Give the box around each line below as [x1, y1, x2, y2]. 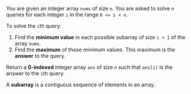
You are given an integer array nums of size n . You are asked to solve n [6, 5, 175, 12]
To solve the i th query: [6, 23, 62, 29]
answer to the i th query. [6, 70, 65, 76]
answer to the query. [14, 53, 66, 59]
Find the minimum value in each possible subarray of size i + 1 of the [14, 34, 186, 40]
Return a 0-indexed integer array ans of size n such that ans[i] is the [6, 64, 173, 71]
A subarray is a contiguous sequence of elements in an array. [6, 81, 155, 88]
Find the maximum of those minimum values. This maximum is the [14, 46, 176, 53]
